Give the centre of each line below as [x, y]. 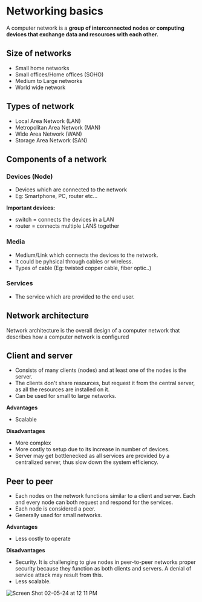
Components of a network [57, 159]
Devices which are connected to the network [71, 190]
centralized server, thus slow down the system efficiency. [86, 462]
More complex [33, 443]
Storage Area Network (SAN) [51, 140]
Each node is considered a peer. [55, 509]
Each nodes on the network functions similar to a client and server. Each [105, 496]
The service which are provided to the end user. [75, 296]
